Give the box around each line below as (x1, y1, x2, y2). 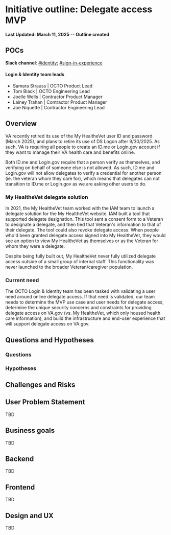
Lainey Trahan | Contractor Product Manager (12, 99, 107, 105)
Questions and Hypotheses (5, 336, 94, 344)
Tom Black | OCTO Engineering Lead (12, 88, 90, 94)
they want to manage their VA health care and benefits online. (5, 149, 135, 155)
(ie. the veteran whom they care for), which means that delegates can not (5, 175, 160, 181)
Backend (5, 455, 34, 463)
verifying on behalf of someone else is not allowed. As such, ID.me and (5, 165, 155, 171)
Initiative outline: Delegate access (5, 4, 153, 15)
